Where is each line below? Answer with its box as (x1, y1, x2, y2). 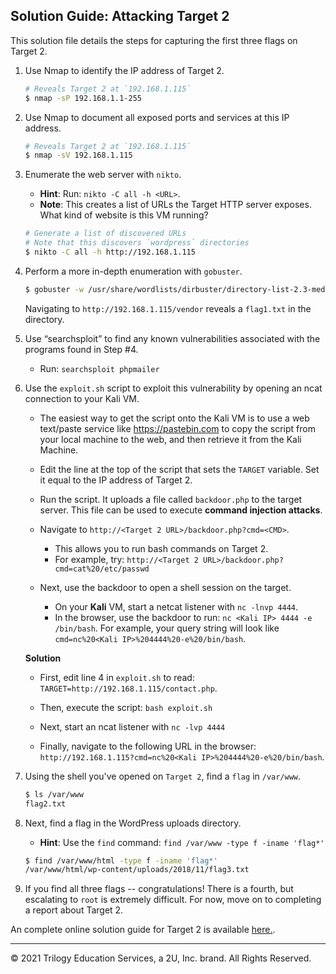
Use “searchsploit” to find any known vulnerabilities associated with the (24, 332, 321, 344)
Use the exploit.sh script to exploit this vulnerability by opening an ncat (24, 382, 323, 394)
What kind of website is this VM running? (39, 209, 209, 221)
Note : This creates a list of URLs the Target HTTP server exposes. (39, 199, 312, 211)
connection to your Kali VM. (24, 392, 140, 404)
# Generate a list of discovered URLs (24, 229, 187, 239)
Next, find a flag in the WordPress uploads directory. (24, 817, 242, 829)
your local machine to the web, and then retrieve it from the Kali (39, 433, 302, 445)
